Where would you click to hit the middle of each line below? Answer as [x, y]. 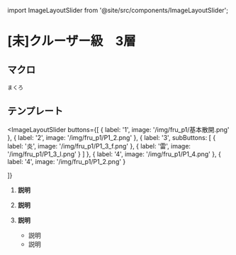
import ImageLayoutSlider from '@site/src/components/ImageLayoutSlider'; [118, 10]
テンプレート [35, 111]
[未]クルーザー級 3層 [72, 41]
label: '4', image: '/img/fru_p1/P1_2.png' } [67, 161]
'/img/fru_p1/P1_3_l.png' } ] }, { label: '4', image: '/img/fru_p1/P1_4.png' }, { [114, 154]
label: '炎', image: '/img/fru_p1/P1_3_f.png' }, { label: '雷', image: [99, 146]
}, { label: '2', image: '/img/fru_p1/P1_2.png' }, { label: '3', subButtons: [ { [112, 137]
